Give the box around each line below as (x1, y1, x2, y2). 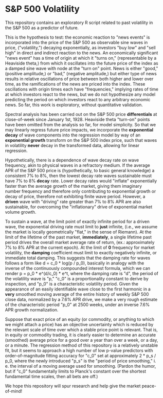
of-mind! (5, 388, 23, 394)
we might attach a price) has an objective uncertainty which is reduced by (5, 321, 154, 327)
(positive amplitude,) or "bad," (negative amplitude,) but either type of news (5, 70, 157, 76)
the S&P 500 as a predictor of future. (5, 24, 79, 30)
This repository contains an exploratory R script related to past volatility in (5, 20, 153, 25)
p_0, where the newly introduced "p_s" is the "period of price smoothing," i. (5, 358, 157, 364)
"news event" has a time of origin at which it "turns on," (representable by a (5, 55, 157, 61)
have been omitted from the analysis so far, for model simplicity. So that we (5, 121, 156, 128)
